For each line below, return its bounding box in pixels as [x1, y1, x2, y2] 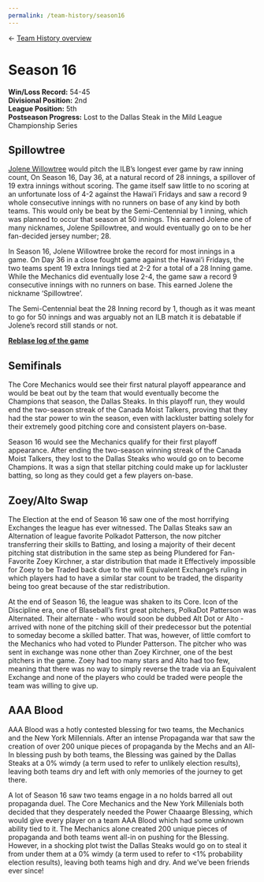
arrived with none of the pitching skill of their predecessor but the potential [8, 622, 252, 632]
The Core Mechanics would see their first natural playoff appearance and [8, 380, 247, 389]
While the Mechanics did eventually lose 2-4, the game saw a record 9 [8, 272, 238, 281]
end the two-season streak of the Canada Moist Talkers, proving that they [8, 405, 248, 415]
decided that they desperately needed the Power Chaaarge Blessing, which [8, 807, 254, 816]
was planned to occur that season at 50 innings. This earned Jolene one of [8, 215, 252, 224]
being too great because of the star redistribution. [8, 582, 170, 591]
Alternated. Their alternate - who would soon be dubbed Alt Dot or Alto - [8, 614, 244, 623]
